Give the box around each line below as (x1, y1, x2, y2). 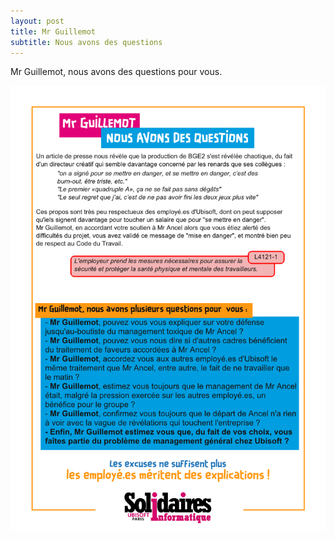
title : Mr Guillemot (10, 26, 97, 37)
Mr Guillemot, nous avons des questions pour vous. (10, 66, 223, 78)
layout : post (10, 16, 65, 26)
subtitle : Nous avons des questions (10, 37, 163, 47)
